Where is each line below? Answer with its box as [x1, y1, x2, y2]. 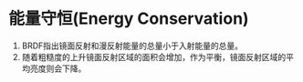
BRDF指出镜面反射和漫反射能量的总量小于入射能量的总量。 [21, 40, 244, 51]
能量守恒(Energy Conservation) [8, 8, 249, 29]
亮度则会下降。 [29, 63, 87, 74]
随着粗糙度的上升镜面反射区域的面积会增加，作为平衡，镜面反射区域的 [21, 51, 287, 62]
